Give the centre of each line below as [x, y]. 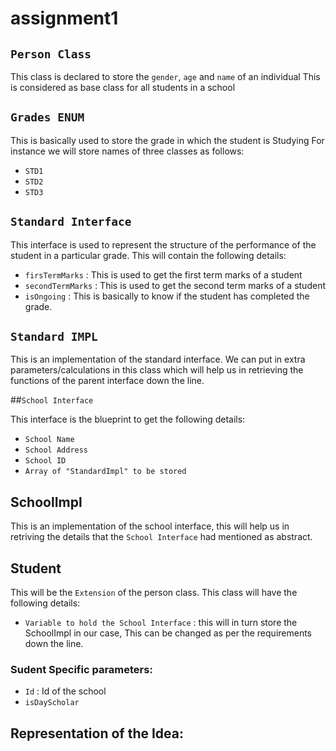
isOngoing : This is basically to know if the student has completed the [167, 296]
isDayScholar [52, 703]
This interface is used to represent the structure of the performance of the [163, 244]
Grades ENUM [47, 117]
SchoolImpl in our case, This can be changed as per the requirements [168, 633]
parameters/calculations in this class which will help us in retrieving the [157, 370]
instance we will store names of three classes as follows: [127, 151]
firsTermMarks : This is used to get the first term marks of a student [163, 274]
